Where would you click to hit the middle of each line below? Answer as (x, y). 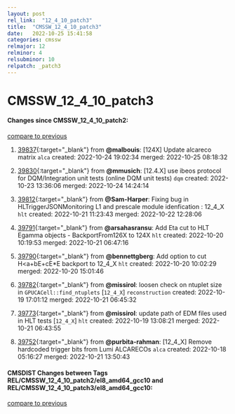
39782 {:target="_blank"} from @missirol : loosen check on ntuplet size (120, 285)
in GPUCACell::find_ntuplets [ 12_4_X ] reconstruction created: (107, 293)
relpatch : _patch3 (34, 66)
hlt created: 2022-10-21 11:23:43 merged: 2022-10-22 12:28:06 (109, 214)
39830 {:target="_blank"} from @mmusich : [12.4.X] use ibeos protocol (119, 171)
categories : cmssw (34, 40)
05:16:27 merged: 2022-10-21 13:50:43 (74, 357)
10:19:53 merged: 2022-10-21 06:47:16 (73, 243)
